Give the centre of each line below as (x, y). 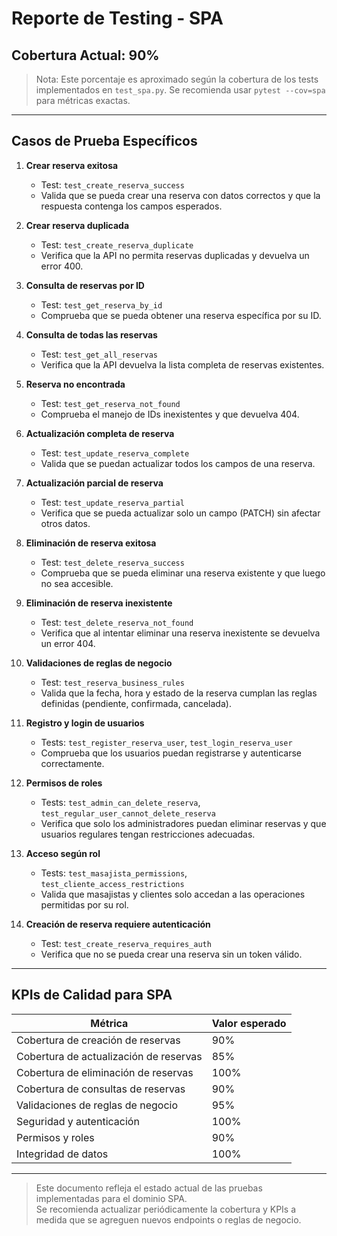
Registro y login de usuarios (85, 723)
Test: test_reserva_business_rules (112, 682)
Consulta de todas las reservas (91, 334)
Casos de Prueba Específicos (104, 141)
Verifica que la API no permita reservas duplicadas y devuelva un (175, 255)
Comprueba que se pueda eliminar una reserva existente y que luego (183, 573)
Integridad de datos (62, 1154)
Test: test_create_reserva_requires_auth (126, 943)
